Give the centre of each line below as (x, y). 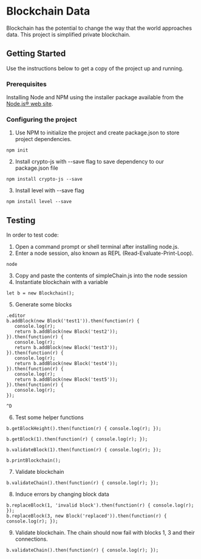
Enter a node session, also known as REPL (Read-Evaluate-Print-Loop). (104, 253)
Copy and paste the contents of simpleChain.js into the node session (101, 276)
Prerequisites (26, 84)
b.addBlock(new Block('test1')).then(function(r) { (73, 321)
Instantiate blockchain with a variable (61, 282)
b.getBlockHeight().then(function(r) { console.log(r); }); (84, 429)
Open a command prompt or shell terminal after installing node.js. (97, 247)
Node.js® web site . (30, 104)
